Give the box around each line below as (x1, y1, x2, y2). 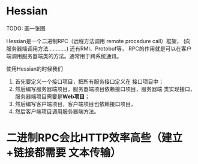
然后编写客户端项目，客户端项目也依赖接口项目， (14, 100, 136, 107)
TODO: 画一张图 (6, 25, 46, 32)
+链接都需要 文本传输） (6, 146, 121, 160)
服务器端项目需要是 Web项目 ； (14, 93, 90, 100)
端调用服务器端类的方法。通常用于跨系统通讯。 (6, 52, 122, 59)
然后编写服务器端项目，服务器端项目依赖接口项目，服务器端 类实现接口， (14, 85, 196, 92)
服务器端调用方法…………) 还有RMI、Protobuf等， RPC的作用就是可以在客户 (6, 45, 192, 52)
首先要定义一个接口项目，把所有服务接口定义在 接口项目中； (14, 78, 164, 85)
